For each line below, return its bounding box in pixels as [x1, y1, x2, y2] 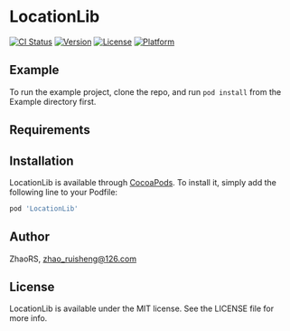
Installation [9, 153, 74, 168]
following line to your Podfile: [9, 186, 118, 197]
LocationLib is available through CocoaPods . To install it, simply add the [9, 176, 277, 187]
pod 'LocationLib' [9, 203, 79, 213]
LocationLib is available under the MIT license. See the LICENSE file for [9, 303, 274, 314]
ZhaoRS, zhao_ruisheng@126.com [9, 253, 137, 264]
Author [9, 229, 50, 245]
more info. [9, 313, 48, 324]
